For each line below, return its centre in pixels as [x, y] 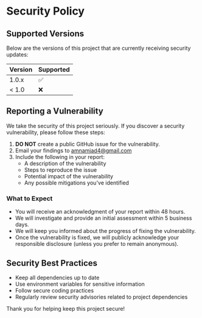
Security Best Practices [52, 263]
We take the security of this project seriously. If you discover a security [96, 126]
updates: [17, 55]
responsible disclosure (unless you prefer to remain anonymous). [97, 244]
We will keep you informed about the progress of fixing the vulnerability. [106, 231]
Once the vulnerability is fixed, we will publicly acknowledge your [97, 237]
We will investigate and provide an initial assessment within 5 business [103, 218]
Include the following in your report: [60, 157]
